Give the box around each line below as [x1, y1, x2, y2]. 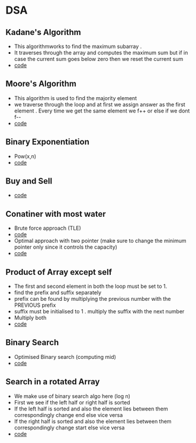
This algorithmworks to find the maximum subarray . [14, 43, 142, 50]
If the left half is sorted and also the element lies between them [14, 405, 168, 412]
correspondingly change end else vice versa [14, 411, 123, 418]
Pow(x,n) [14, 152, 37, 160]
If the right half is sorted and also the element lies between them [14, 418, 172, 425]
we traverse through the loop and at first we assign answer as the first [14, 101, 186, 108]
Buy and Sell [5, 176, 53, 187]
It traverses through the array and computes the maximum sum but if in [14, 49, 188, 56]
